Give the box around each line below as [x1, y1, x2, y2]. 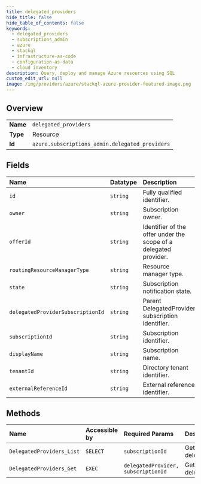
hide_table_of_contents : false [6, 20, 84, 26]
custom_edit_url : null [6, 75, 63, 81]
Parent [142, 297, 162, 305]
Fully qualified [142, 188, 182, 196]
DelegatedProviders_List [9, 448, 80, 455]
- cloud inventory [11, 64, 58, 71]
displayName [9, 350, 44, 357]
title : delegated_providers [6, 8, 77, 15]
